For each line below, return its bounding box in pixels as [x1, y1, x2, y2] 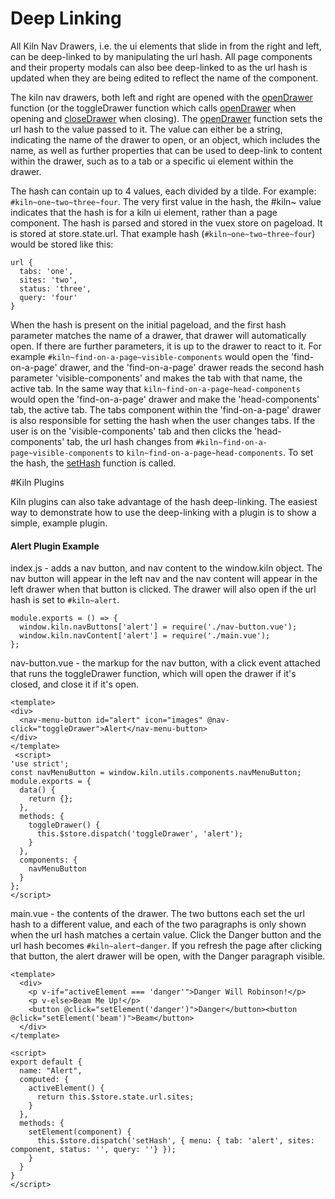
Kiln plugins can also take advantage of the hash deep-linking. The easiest [10, 495, 318, 507]
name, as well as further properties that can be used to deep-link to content [10, 144, 323, 156]
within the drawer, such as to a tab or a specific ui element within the [10, 155, 294, 167]
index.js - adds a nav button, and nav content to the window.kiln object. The [10, 562, 323, 574]
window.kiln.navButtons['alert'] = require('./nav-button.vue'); [19, 622, 298, 632]
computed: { [19, 1075, 70, 1085]
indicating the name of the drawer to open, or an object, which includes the [10, 133, 321, 146]
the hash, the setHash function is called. [10, 457, 177, 469]
